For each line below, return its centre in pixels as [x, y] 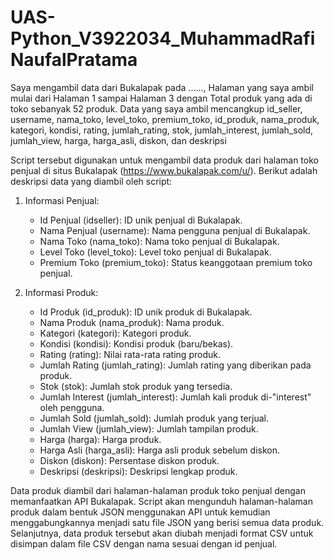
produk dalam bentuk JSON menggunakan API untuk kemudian [140, 512]
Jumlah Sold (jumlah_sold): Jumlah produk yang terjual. [154, 418]
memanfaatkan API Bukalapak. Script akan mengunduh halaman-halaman [161, 501]
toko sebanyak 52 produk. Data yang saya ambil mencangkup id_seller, [156, 108]
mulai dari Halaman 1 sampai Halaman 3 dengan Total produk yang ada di [161, 98]
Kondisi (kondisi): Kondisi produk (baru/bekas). [136, 343]
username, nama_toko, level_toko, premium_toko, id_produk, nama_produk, [165, 119]
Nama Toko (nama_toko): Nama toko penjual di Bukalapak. [159, 241]
